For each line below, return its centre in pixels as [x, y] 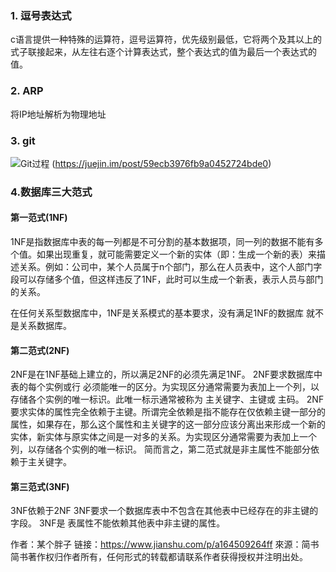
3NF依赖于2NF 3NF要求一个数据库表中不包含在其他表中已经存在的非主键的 [164, 511]
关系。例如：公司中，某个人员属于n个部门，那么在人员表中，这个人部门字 [170, 267]
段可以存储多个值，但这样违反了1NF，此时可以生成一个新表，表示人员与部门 [167, 279]
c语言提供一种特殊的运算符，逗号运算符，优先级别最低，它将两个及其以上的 [166, 39]
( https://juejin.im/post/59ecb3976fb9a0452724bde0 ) [161, 163]
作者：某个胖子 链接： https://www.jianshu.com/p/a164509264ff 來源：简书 [165, 544]
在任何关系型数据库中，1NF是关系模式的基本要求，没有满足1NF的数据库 [157, 313]
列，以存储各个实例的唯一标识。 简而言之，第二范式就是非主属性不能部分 [160, 449]
